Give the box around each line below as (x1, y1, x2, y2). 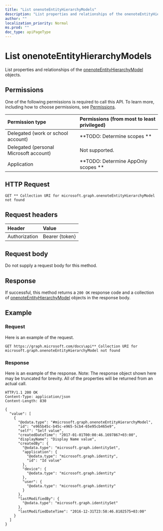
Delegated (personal (7, 144, 54, 151)
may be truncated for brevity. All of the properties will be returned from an (5, 375, 153, 381)
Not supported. (80, 147, 114, 154)
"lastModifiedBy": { (17, 496, 60, 501)
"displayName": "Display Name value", (17, 437, 97, 442)
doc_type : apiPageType (5, 30, 51, 34)
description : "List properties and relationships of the (5, 12, 123, 17)
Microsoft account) (7, 150, 51, 156)
